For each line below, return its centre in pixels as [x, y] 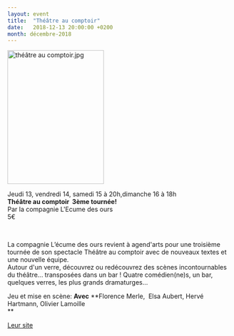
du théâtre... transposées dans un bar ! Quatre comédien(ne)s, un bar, [110, 275]
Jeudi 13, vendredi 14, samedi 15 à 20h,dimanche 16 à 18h [92, 194]
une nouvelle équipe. [38, 260]
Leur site [20, 325]
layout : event [29, 14]
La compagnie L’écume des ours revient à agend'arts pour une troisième [114, 245]
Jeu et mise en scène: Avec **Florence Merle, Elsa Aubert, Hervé [106, 296]
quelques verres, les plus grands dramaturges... [78, 282]
